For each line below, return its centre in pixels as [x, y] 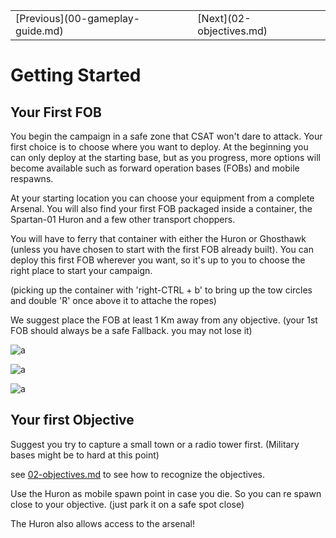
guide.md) [39, 31]
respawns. [32, 178]
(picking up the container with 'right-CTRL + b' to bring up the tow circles [161, 290]
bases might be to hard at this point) [85, 455]
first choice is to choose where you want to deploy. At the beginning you [159, 147]
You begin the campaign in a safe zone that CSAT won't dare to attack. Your [166, 136]
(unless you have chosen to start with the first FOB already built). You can [162, 249]
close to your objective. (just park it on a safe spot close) [127, 504]
